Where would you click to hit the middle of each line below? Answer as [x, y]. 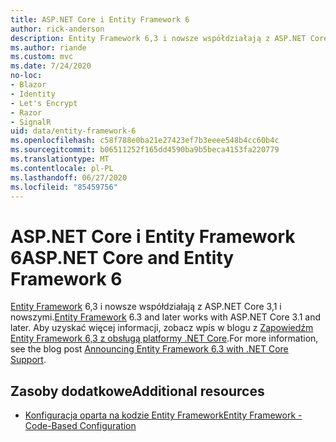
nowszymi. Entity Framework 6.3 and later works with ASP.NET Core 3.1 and [165, 317]
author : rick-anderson [57, 29]
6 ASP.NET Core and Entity [122, 257]
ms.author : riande [48, 47]
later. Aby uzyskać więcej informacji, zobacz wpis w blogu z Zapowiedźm [162, 328]
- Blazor [28, 85]
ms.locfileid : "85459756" [64, 187]
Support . [28, 360]
